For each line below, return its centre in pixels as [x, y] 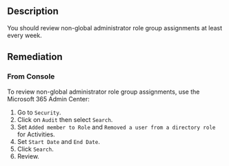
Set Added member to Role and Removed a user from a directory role [116, 127]
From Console [31, 76]
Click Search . [35, 149]
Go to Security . [39, 112]
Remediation [35, 57]
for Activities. [36, 134]
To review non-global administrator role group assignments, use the [103, 92]
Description [33, 11]
